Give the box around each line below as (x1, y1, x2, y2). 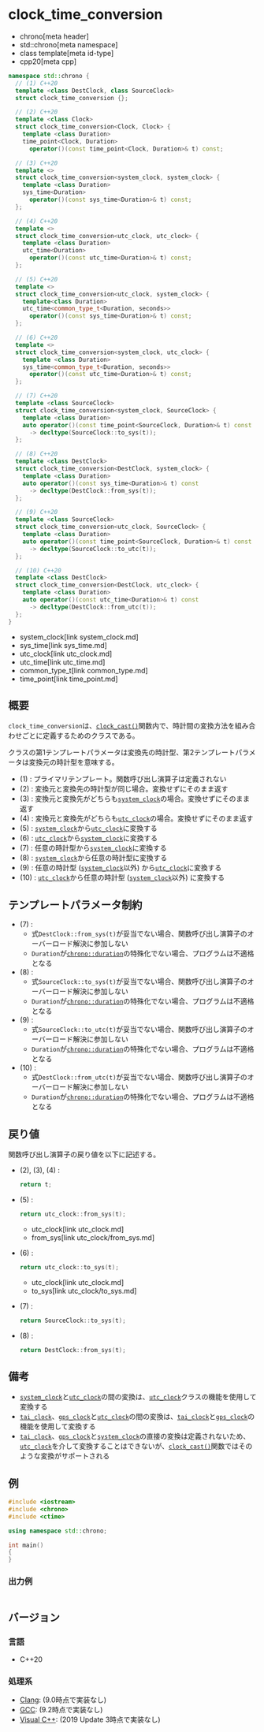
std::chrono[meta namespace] (19, 39, 118, 49)
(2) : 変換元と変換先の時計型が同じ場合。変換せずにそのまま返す (19, 784, 229, 794)
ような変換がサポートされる (19, 1451, 110, 1461)
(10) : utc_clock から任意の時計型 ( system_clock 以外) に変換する (19, 873, 225, 882)
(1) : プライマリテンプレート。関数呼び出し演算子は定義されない (19, 774, 227, 784)
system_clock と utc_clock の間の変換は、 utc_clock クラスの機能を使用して (19, 1392, 257, 1402)
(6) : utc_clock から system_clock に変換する (19, 833, 158, 843)
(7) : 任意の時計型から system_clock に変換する (19, 844, 167, 853)
